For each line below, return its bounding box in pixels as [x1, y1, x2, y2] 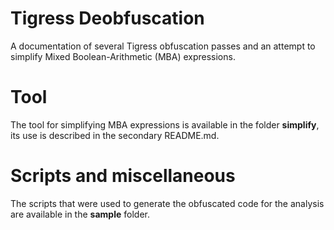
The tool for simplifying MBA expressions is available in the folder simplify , [10, 118, 320, 131]
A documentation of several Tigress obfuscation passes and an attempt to [10, 40, 316, 52]
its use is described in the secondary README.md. [10, 129, 220, 141]
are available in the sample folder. [10, 208, 150, 220]
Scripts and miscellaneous [10, 165, 236, 187]
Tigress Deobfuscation [10, 7, 205, 30]
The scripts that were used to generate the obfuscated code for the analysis [10, 197, 325, 209]
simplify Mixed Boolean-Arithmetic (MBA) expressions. [10, 50, 236, 62]
